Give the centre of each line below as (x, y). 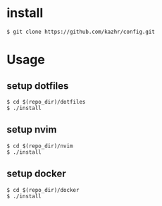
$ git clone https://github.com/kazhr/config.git (81, 32)
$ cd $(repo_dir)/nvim (40, 146)
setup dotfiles (38, 86)
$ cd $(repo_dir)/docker (43, 190)
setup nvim (32, 129)
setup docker (36, 174)
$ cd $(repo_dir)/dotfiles (46, 102)
